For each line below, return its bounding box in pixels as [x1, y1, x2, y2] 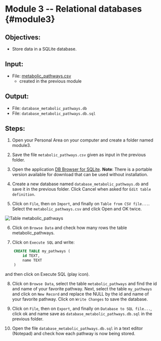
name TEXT [22, 258, 42, 263]
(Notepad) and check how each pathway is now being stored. [12, 330, 136, 336]
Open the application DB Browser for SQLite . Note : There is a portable [12, 166, 153, 172]
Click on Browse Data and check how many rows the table [12, 225, 127, 231]
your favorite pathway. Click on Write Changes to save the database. [12, 296, 148, 302]
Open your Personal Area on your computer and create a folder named [12, 137, 154, 143]
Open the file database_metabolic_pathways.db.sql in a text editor [12, 325, 143, 331]
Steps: [5, 125, 25, 133]
